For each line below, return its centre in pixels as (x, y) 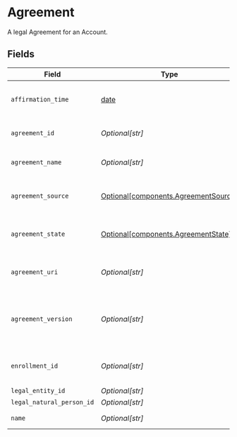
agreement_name (36, 162)
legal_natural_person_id (53, 402)
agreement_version (42, 319)
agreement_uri (35, 272)
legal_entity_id (38, 391)
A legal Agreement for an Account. (57, 32)
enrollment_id (35, 366)
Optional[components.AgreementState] (166, 234)
